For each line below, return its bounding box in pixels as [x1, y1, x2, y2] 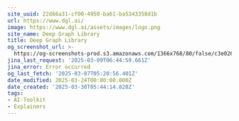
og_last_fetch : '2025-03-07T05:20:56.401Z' [7, 70, 139, 77]
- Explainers [7, 103, 46, 110]
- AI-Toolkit [7, 97, 46, 104]
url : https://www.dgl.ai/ [7, 17, 84, 24]
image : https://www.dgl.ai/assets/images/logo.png [7, 23, 161, 31]
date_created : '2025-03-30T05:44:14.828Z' [7, 83, 135, 90]
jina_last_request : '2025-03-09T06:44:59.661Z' [7, 57, 152, 64]
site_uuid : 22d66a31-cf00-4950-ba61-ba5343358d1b [7, 10, 158, 18]
